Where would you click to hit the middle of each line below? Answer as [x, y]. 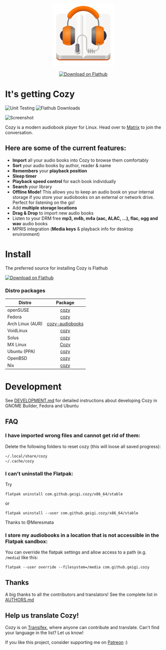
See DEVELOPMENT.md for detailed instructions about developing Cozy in [81, 401]
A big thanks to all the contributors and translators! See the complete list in [81, 595]
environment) [26, 234]
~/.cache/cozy [20, 461]
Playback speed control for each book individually [64, 181]
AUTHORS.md [20, 600]
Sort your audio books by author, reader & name [62, 165]
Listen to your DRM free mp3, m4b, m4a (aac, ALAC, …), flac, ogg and [85, 218]
